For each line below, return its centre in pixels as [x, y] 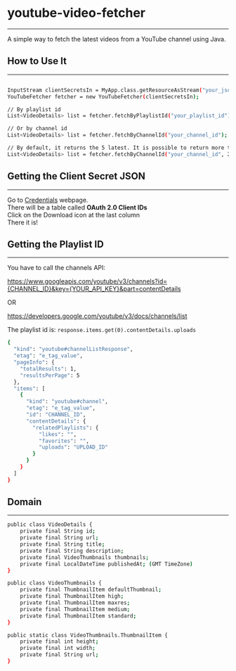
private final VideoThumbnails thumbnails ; [85, 557]
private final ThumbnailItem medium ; [75, 609]
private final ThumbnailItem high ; [72, 596]
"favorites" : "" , [64, 441]
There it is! [23, 222]
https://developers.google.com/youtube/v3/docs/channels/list [97, 316]
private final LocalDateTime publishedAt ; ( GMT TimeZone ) [106, 564]
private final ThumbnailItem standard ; [78, 616]
